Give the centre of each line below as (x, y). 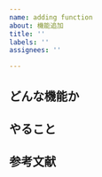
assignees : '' (35, 50)
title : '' (27, 34)
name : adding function (51, 17)
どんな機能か (44, 96)
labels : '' (29, 42)
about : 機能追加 (36, 26)
